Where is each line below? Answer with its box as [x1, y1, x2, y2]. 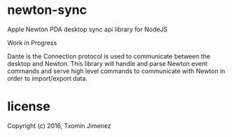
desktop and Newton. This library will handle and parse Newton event [7, 59, 208, 67]
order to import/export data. [7, 74, 88, 82]
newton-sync [7, 2, 87, 18]
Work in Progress [7, 38, 57, 47]
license [7, 99, 51, 115]
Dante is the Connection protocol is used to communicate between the [7, 51, 211, 61]
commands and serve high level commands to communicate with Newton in [7, 67, 226, 75]
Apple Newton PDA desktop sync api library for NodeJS [7, 25, 168, 33]
